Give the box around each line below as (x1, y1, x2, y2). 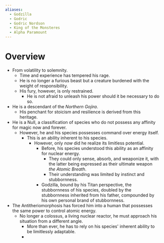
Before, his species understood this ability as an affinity (41, 145, 153, 151)
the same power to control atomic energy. (12, 208, 97, 214)
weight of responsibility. (19, 83, 68, 89)
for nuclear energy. (41, 150, 80, 156)
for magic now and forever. (12, 124, 67, 130)
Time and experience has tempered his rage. (19, 72, 110, 78)
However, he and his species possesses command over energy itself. (19, 129, 159, 135)
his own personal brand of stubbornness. (41, 197, 125, 203)
